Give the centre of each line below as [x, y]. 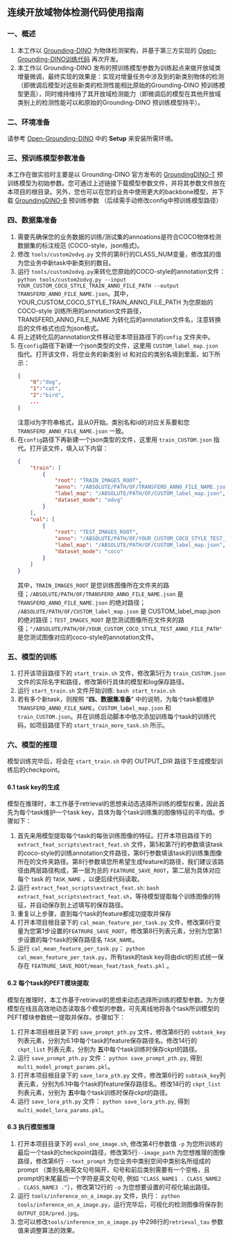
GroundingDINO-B [41, 200]
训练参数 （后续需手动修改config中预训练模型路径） [148, 200]
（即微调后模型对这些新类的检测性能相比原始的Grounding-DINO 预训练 [118, 85]
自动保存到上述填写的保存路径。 [81, 905]
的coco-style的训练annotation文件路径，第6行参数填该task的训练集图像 [119, 853]
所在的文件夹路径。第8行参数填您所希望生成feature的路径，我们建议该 [118, 862]
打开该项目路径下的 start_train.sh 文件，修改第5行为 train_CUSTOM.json [121, 673]
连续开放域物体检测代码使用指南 [76, 12]
